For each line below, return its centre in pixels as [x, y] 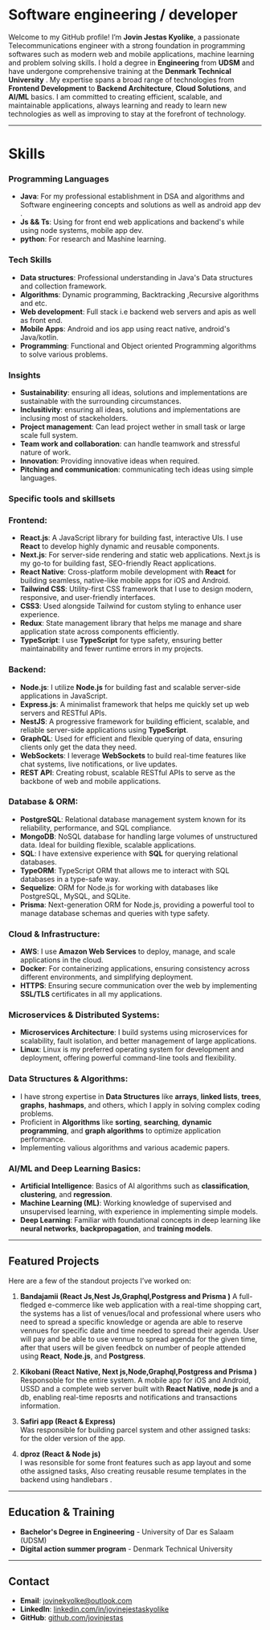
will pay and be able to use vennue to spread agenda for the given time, [139, 1338]
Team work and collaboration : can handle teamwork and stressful [130, 444]
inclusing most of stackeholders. [74, 419]
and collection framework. [63, 286]
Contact [29, 1581]
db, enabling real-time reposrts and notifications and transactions [129, 1397]
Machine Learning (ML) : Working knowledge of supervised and [125, 1203]
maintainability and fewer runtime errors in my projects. [111, 649]
